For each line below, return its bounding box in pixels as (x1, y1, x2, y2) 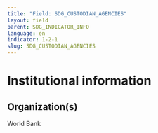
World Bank (7, 120, 41, 127)
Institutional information (7, 73, 152, 89)
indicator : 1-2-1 (7, 36, 58, 43)
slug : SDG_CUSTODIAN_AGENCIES (7, 43, 96, 50)
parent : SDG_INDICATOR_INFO (7, 23, 90, 30)
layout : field (7, 17, 49, 24)
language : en (7, 29, 46, 37)
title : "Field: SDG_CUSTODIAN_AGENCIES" (7, 10, 128, 17)
